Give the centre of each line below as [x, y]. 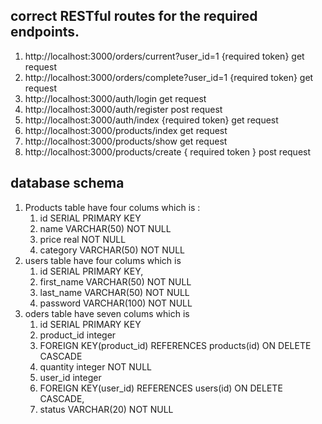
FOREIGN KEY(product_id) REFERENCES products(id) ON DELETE [175, 345]
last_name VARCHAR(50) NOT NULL [114, 292]
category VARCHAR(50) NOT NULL [112, 250]
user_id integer [70, 377]
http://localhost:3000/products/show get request [126, 141]
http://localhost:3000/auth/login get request [115, 98]
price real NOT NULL [83, 239]
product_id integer [78, 335]
